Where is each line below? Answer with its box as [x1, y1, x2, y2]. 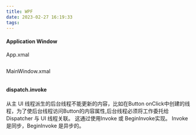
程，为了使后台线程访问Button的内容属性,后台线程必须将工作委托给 [6, 107, 169, 114]
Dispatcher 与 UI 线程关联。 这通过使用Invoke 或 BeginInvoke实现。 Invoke [6, 114, 188, 121]
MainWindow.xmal [6, 67, 51, 74]
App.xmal [6, 51, 30, 58]
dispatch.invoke [6, 86, 47, 93]
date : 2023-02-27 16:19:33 [6, 14, 73, 20]
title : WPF [6, 8, 33, 15]
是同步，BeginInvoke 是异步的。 [6, 122, 85, 129]
